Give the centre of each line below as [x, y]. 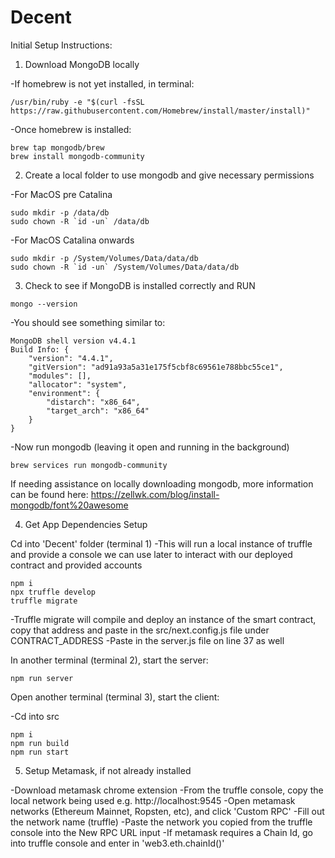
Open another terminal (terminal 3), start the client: [115, 697]
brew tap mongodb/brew [57, 147]
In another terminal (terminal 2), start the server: [109, 660]
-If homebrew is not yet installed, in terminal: [102, 83]
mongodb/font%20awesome [69, 505]
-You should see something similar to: [88, 322]
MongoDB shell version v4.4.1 [73, 341]
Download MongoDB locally [82, 64]
